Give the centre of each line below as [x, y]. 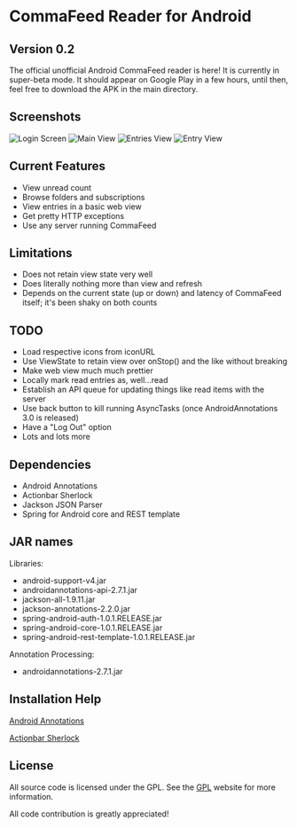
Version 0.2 [42, 49]
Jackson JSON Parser [63, 505]
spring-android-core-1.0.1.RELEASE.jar [92, 628]
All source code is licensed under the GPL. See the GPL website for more [143, 787]
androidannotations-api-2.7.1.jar [80, 590]
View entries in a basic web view [82, 207]
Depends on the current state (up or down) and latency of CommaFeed [152, 293]
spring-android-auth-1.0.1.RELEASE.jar [92, 618]
